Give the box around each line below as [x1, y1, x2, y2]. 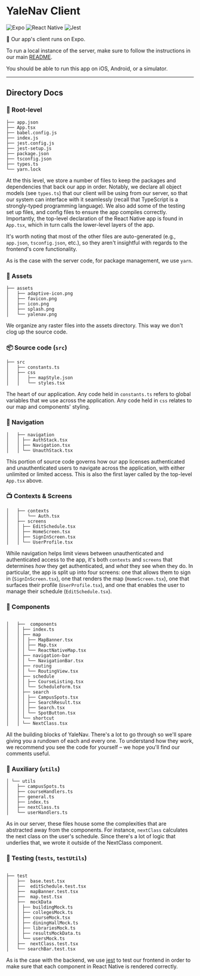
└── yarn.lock [6, 166, 42, 172]
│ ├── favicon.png [6, 295, 58, 302]
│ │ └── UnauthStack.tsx [6, 447, 73, 453]
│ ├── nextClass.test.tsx [6, 941, 79, 947]
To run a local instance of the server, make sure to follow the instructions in [6, 47, 190, 54]
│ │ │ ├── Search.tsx [6, 705, 65, 711]
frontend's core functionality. [6, 245, 77, 252]
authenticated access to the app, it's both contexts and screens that [6, 556, 173, 563]
